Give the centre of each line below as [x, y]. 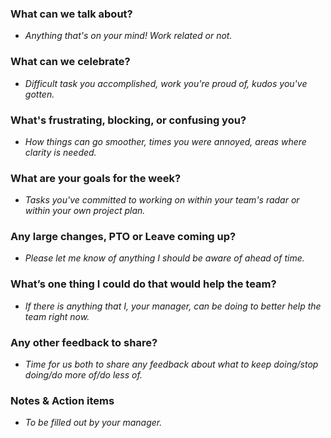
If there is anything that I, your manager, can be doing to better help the [173, 306]
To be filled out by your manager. [93, 423]
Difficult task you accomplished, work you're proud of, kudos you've [166, 83]
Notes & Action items [62, 400]
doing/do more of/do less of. [83, 375]
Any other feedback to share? [84, 342]
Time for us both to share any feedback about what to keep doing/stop [171, 364]
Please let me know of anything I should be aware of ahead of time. [164, 258]
